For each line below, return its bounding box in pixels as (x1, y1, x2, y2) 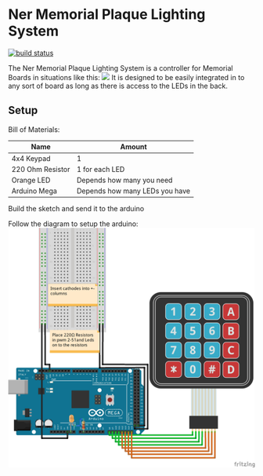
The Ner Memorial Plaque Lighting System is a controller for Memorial (8, 63, 233, 72)
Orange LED (11, 175, 51, 185)
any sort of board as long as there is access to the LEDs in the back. (8, 81, 229, 90)
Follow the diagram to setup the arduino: (8, 218, 139, 229)
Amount (120, 142, 147, 152)
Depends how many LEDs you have (77, 186, 191, 196)
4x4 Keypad (11, 153, 51, 163)
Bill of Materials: (8, 124, 60, 134)
